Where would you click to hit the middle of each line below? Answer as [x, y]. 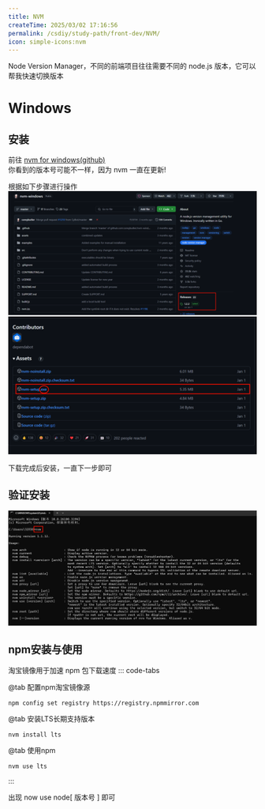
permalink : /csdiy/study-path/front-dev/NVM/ [84, 33]
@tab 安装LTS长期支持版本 [52, 718]
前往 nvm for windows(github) [57, 160]
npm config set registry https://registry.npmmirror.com [104, 703]
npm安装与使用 [45, 650]
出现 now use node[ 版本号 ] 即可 [62, 797]
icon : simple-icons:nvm [47, 42]
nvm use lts [28, 766]
